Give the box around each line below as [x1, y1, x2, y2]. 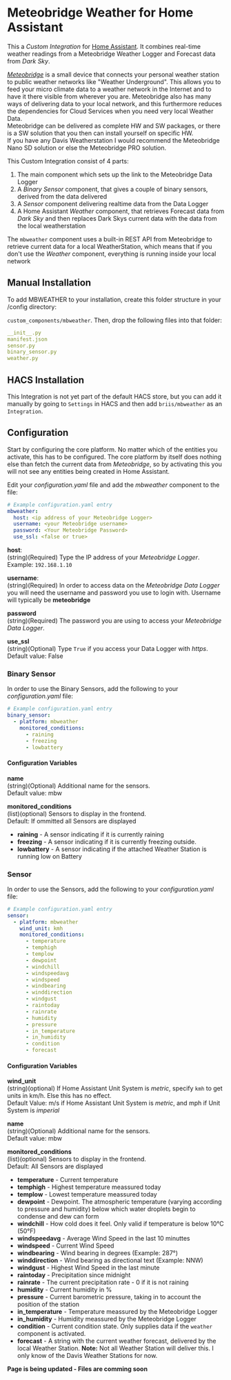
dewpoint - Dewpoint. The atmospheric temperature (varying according [17, 1198, 222, 1206]
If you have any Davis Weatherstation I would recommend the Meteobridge [7, 136, 220, 144]
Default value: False [7, 652, 63, 660]
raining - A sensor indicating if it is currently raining [17, 830, 164, 839]
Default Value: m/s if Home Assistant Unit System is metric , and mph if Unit [7, 1099, 221, 1108]
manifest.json [7, 336, 48, 343]
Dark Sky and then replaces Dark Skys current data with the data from [17, 214, 217, 222]
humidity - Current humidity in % [17, 1286, 112, 1294]
